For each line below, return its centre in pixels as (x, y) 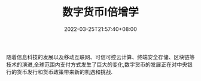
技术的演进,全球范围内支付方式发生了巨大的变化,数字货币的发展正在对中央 (97, 64)
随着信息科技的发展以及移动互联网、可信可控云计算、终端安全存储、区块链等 (100, 57)
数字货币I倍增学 (100, 12)
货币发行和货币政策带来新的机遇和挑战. (65, 71)
